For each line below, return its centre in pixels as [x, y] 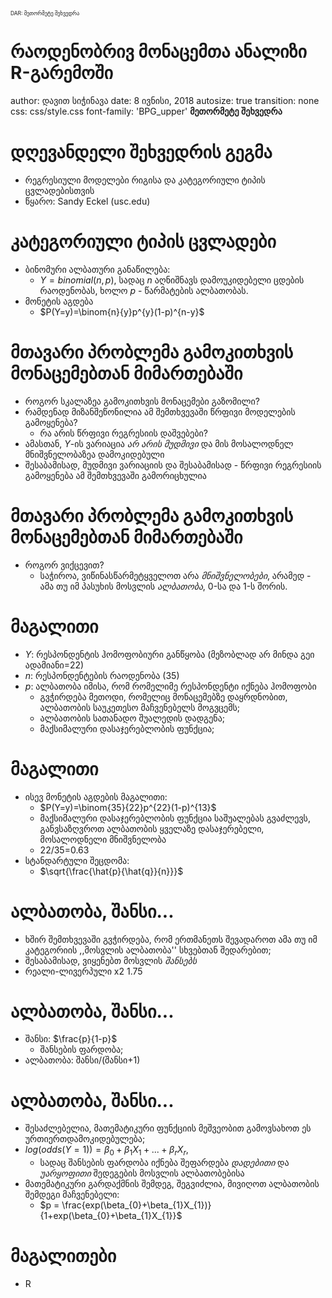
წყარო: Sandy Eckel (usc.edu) [87, 201]
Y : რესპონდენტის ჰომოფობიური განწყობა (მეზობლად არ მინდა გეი [169, 654]
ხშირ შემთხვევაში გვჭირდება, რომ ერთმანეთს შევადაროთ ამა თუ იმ [171, 939]
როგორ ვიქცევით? [64, 565]
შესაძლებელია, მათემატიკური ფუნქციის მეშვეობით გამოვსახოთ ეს [168, 1128]
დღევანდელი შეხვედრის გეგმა [141, 152]
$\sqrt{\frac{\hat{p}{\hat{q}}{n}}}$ [111, 871]
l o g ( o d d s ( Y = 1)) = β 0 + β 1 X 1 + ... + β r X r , [106, 1151]
